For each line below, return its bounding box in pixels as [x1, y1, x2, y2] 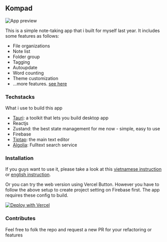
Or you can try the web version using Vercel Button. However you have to [5, 181, 159, 187]
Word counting [12, 70, 44, 76]
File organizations [12, 43, 50, 49]
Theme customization [12, 75, 59, 81]
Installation [5, 155, 34, 162]
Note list [12, 48, 31, 54]
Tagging [12, 59, 31, 65]
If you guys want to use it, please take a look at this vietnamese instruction [5, 166, 162, 172]
